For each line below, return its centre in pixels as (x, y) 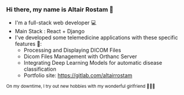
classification (40, 69)
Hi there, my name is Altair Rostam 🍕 (60, 9)
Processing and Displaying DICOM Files (72, 50)
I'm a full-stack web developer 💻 (56, 23)
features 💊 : (28, 44)
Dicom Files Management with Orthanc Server (80, 56)
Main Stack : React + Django (50, 31)
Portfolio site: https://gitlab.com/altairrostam (78, 75)
